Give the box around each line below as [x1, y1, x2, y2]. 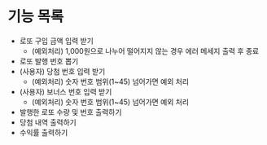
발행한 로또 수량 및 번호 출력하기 [19, 107, 122, 116]
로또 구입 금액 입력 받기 [19, 36, 94, 46]
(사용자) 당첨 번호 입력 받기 [19, 66, 106, 76]
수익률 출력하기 [19, 127, 68, 137]
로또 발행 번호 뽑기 [19, 56, 79, 66]
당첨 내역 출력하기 [19, 117, 77, 127]
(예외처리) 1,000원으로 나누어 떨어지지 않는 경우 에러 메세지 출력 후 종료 [31, 46, 260, 55]
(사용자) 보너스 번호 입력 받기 [19, 86, 112, 96]
